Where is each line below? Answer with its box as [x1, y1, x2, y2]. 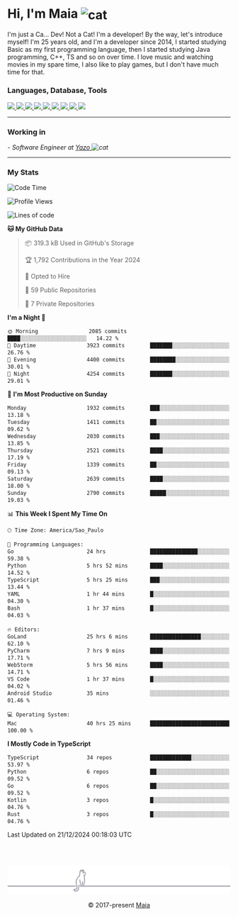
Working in [7, 127, 46, 137]
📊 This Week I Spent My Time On [7, 510, 108, 518]
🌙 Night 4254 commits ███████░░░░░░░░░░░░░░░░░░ [7, 371, 230, 378]
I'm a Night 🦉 [7, 313, 46, 322]
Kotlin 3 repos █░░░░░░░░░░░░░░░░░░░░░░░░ [7, 797, 230, 804]
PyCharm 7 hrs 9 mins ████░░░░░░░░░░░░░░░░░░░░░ [7, 647, 230, 654]
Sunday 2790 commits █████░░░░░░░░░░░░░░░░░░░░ [7, 490, 230, 497]
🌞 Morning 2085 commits [7, 328, 127, 335]
